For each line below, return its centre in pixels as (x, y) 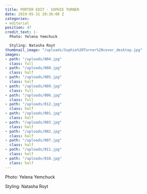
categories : (17, 18)
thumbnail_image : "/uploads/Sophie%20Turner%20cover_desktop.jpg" (74, 50)
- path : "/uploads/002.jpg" (34, 131)
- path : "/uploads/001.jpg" (34, 113)
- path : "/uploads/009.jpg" (34, 86)
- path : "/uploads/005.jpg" (34, 77)
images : (13, 54)
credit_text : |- (21, 32)
